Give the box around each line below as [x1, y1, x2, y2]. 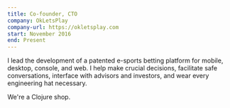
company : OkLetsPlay [7, 17, 69, 24]
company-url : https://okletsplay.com [7, 23, 119, 31]
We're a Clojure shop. [7, 93, 71, 102]
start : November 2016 [7, 30, 72, 38]
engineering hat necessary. [7, 79, 87, 87]
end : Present [7, 37, 46, 44]
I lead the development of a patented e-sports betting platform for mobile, [7, 56, 224, 65]
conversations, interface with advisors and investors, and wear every [7, 72, 209, 80]
